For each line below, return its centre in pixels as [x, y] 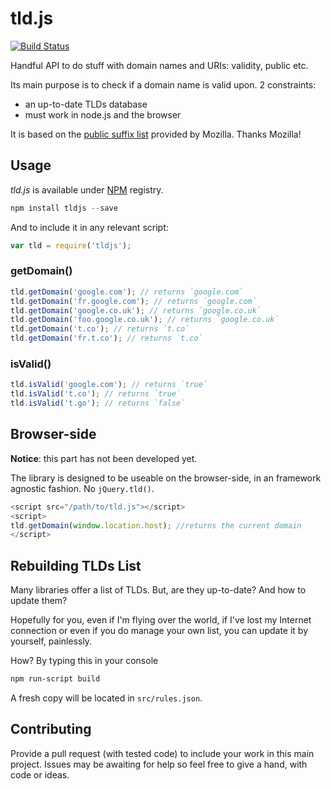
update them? [39, 601]
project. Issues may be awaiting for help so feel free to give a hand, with [159, 764]
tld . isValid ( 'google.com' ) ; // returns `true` [109, 385]
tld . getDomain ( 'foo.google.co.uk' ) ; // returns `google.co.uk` [145, 320]
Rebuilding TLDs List [76, 565]
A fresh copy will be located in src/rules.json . [106, 698]
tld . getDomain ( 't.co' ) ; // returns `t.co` [100, 329]
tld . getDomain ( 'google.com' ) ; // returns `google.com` [127, 292]
